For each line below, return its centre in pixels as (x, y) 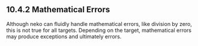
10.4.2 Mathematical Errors (58, 10)
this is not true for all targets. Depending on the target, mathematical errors (99, 30)
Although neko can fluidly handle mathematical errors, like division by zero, (99, 24)
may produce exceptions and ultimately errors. (64, 36)
